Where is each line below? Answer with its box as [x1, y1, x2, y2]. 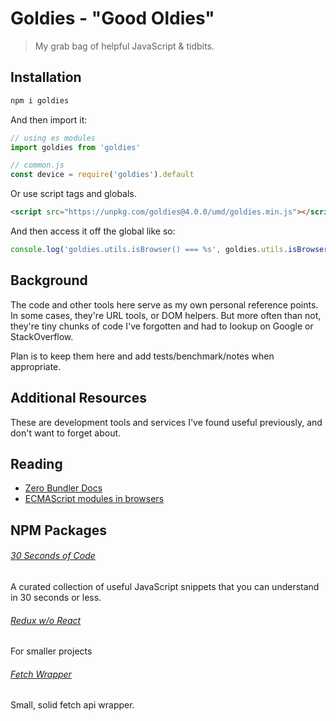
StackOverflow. [10, 330, 74, 342]
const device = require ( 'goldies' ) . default [10, 170, 195, 180]
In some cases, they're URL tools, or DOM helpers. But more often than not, [10, 309, 322, 321]
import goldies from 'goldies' [10, 142, 141, 152]
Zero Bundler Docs [24, 482, 103, 494]
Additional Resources [10, 390, 147, 407]
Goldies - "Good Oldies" [10, 7, 215, 30]
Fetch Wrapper [10, 668, 72, 680]
